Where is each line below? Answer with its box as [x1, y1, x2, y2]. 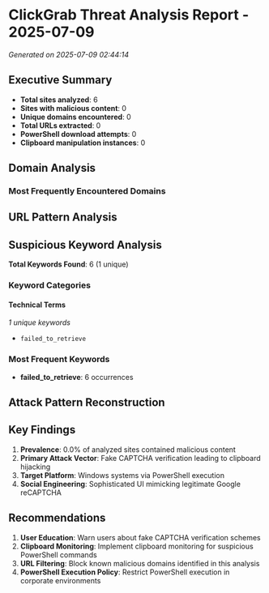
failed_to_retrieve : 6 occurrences [19, 372, 134, 382]
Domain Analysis [8, 161, 96, 175]
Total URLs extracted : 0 [19, 120, 101, 130]
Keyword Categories [8, 279, 92, 291]
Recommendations [8, 511, 106, 525]
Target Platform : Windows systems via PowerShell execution [19, 470, 225, 480]
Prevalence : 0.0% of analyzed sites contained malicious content [19, 444, 237, 454]
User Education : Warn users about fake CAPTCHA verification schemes [19, 532, 261, 542]
